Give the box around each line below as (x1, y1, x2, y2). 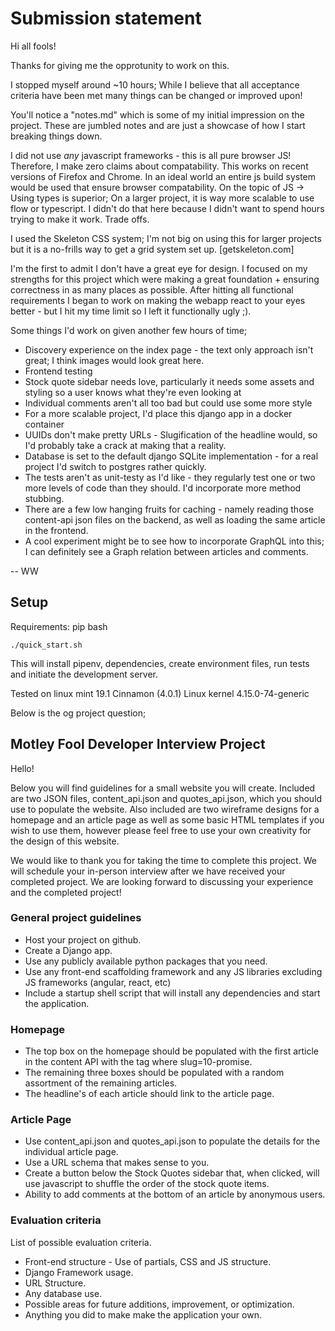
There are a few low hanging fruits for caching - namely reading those (24, 503, 315, 515)
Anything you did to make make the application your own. (24, 1308, 262, 1321)
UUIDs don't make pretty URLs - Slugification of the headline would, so (24, 428, 318, 441)
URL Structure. (24, 1277, 87, 1289)
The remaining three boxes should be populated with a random (24, 1067, 285, 1079)
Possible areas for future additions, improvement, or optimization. (24, 1298, 295, 1310)
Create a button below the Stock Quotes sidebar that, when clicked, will (24, 1167, 320, 1179)
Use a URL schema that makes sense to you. (24, 1157, 210, 1169)
